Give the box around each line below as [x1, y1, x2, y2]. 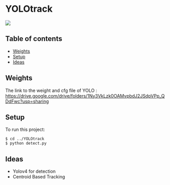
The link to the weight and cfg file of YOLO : [5, 87, 98, 94]
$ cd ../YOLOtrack [5, 136, 44, 142]
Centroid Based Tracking [12, 174, 65, 180]
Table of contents [5, 34, 62, 43]
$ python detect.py [5, 141, 47, 146]
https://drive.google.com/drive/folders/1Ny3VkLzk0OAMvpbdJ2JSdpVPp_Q [5, 92, 165, 99]
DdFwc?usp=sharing [5, 98, 49, 104]
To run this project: [5, 126, 45, 133]
